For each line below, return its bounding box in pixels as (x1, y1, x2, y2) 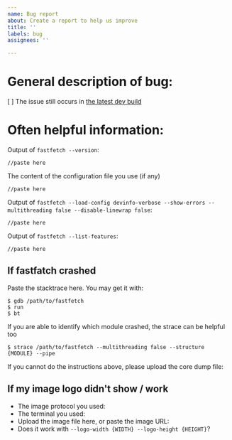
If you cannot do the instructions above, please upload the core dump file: (7, 362, 223, 370)
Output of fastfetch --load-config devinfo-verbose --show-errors (7, 198, 206, 206)
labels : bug (7, 30, 43, 38)
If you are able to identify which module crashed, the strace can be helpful (7, 322, 226, 331)
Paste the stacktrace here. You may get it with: (7, 284, 144, 292)
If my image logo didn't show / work (7, 383, 169, 395)
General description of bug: (7, 74, 173, 90)
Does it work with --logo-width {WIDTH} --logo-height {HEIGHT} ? (17, 424, 211, 433)
